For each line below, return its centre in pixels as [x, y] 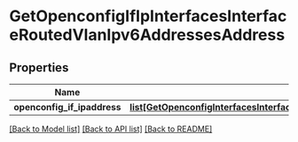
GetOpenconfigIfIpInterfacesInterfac [148, 16]
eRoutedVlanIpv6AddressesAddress [147, 35]
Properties [39, 67]
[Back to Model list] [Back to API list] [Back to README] [111, 129]
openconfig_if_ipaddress [67, 107]
